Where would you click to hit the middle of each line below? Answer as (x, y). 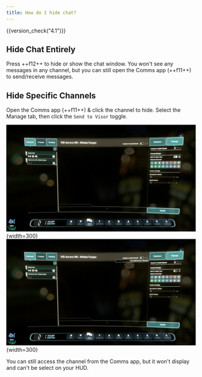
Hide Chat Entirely (41, 50)
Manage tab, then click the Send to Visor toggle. (67, 117)
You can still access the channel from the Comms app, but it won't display (98, 361)
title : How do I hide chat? (41, 13)
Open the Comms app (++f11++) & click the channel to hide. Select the (93, 110)
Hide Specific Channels (51, 95)
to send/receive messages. (40, 77)
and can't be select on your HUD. (47, 368)
